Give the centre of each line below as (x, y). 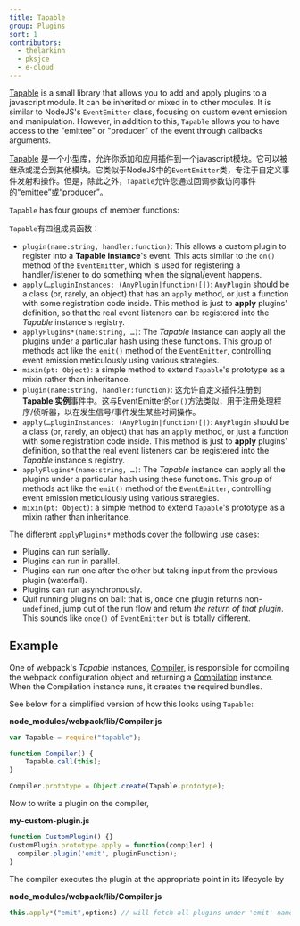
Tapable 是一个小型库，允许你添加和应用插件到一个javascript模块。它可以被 (149, 158)
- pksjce (33, 59)
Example (34, 646)
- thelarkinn (42, 51)
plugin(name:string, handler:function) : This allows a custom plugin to (154, 246)
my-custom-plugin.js (50, 821)
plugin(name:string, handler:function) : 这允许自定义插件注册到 (142, 389)
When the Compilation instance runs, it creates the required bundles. (136, 686)
